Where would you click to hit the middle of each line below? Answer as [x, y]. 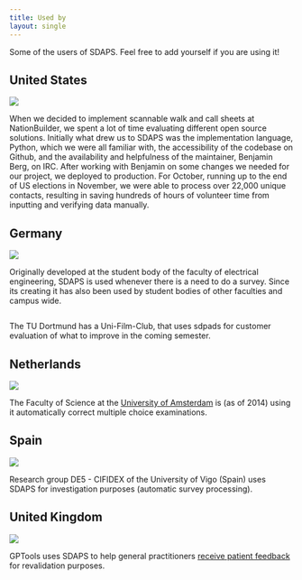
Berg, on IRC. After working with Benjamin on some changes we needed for [150, 167]
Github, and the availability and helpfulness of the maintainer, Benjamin [141, 157]
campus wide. [36, 301]
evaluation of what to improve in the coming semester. [110, 336]
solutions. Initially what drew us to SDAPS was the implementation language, [151, 138]
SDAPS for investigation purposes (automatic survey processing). [131, 489]
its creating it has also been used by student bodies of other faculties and [146, 291]
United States [48, 80]
